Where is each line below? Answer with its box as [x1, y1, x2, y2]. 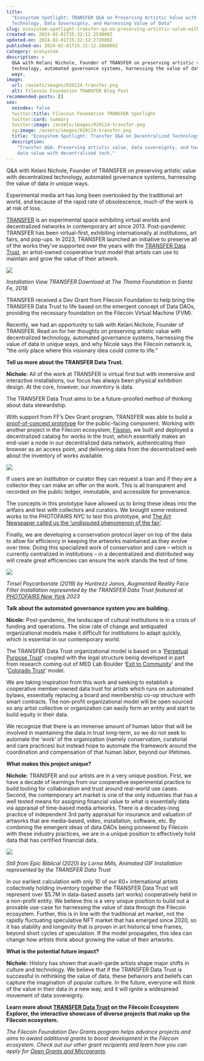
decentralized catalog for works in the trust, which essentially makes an [6, 432, 186, 440]
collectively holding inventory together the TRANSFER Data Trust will [6, 884, 178, 892]
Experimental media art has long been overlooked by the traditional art [6, 191, 183, 199]
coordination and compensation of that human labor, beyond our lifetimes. [6, 748, 192, 756]
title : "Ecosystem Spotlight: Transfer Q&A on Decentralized [12, 133, 170, 140]
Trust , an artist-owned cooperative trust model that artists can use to [6, 248, 179, 256]
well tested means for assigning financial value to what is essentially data [6, 797, 190, 805]
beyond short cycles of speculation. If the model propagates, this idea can [6, 929, 192, 936]
